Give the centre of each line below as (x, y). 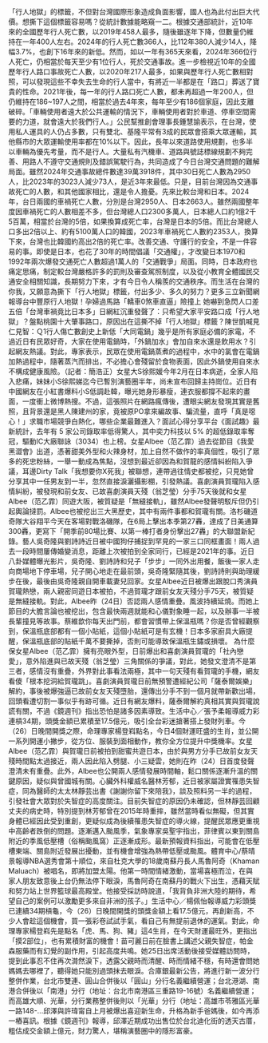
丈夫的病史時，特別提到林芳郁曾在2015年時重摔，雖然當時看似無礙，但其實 (132, 811)
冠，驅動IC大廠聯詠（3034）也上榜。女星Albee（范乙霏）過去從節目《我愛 (132, 441)
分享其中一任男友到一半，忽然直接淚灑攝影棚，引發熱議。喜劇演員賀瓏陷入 (130, 481)
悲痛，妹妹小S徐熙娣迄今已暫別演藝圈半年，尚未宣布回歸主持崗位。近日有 (136, 381)
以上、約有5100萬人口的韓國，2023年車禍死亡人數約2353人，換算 (149, 231)
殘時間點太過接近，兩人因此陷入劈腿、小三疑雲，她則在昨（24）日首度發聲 (132, 761)
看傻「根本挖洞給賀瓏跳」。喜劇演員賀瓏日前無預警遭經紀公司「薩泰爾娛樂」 (132, 681)
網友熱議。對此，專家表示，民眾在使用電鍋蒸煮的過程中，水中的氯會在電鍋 (137, 351)
